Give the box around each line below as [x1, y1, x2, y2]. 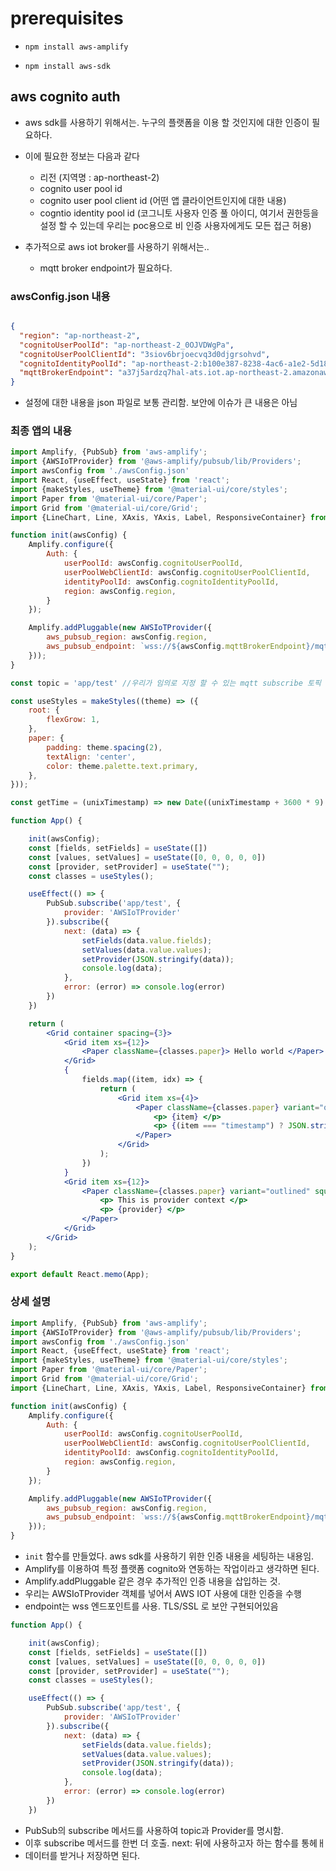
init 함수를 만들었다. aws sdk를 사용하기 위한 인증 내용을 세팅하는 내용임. [24, 1550, 315, 1562]
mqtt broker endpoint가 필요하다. [39, 262, 173, 274]
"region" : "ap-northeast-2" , [19, 330, 141, 341]
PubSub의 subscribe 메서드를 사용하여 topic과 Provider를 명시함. [24, 1824, 284, 1836]
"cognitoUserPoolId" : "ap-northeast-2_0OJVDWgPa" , [19, 340, 235, 350]
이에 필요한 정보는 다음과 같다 [24, 150, 140, 162]
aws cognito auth [10, 88, 121, 106]
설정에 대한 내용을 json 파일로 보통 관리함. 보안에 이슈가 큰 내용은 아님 [24, 397, 298, 409]
